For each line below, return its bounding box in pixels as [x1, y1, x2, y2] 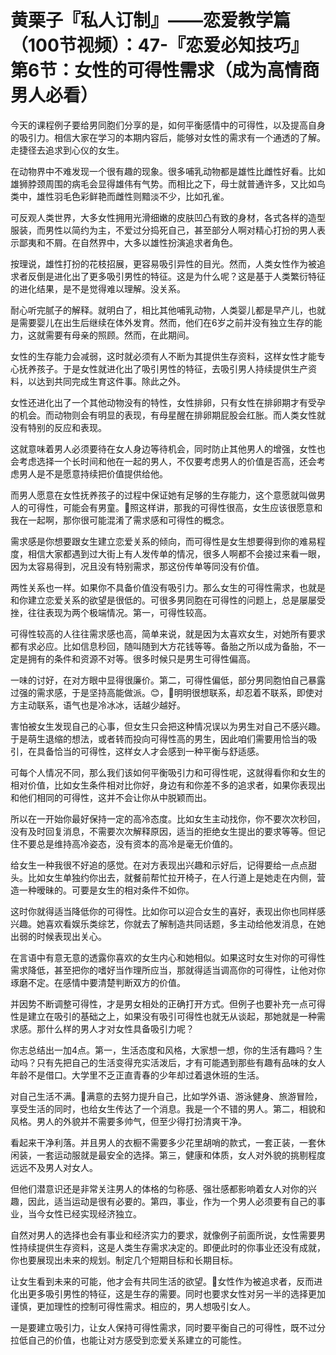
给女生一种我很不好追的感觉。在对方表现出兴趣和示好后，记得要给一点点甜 [10, 859, 317, 871]
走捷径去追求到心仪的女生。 [10, 144, 125, 156]
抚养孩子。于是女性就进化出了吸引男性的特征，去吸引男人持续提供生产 [18, 362, 308, 375]
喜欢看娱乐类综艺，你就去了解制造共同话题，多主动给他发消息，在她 [44, 917, 326, 930]
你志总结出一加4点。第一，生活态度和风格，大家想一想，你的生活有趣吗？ [10, 1044, 315, 1056]
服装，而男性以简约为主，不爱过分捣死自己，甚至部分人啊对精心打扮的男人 [10, 224, 317, 236]
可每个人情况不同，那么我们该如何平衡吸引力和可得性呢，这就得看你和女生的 [10, 766, 326, 778]
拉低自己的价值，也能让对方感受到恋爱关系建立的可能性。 [10, 1334, 247, 1346]
